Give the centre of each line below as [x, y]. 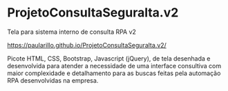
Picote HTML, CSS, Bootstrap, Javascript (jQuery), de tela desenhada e [109, 58]
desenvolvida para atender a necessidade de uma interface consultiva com [114, 65]
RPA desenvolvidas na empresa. [53, 80]
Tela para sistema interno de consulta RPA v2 [72, 32]
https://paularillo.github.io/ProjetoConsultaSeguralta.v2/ [87, 45]
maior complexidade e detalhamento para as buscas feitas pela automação [114, 73]
